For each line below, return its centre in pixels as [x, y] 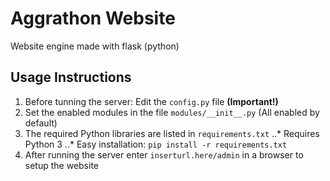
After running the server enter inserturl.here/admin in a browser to [164, 154]
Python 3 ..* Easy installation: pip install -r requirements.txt [156, 144]
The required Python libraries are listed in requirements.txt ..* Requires [172, 133]
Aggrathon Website [93, 18]
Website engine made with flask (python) [95, 46]
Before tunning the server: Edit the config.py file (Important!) [151, 101]
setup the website [61, 165]
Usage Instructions [71, 77]
